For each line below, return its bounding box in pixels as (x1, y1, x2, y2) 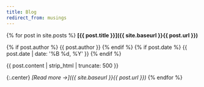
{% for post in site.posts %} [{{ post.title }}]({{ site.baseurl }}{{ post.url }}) (6, 31, 199, 39)
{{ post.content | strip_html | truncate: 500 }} (6, 62, 119, 69)
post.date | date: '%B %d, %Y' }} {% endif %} (6, 50, 122, 57)
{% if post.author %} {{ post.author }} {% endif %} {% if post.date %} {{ (6, 43, 188, 51)
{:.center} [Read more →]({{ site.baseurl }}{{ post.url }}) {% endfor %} (6, 74, 183, 81)
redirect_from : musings (6, 15, 67, 21)
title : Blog (6, 9, 37, 15)
